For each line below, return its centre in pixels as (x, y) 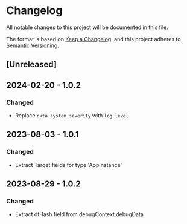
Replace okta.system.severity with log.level (71, 116)
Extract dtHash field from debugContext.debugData (79, 214)
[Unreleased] (32, 64)
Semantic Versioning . (33, 45)
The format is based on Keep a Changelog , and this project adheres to (93, 39)
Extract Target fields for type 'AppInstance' (68, 165)
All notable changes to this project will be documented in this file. (87, 27)
